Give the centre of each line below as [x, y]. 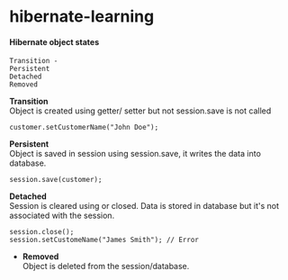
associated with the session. [62, 216]
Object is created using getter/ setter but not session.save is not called [140, 111]
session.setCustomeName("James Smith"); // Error [104, 240]
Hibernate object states [54, 41]
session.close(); [42, 232]
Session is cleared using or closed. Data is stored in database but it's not [144, 206]
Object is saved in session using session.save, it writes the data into [135, 154]
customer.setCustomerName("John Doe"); [84, 128]
